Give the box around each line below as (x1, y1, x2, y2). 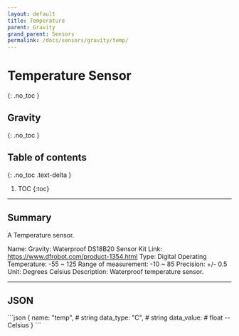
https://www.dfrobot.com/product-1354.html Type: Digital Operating (7, 252, 208, 260)
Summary (7, 212, 52, 224)
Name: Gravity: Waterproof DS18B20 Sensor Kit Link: (7, 244, 162, 253)
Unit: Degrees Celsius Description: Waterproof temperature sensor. (7, 267, 204, 275)
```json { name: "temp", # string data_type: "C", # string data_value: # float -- (7, 313, 230, 322)
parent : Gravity (7, 24, 55, 31)
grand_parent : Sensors (7, 30, 75, 38)
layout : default (7, 10, 55, 18)
